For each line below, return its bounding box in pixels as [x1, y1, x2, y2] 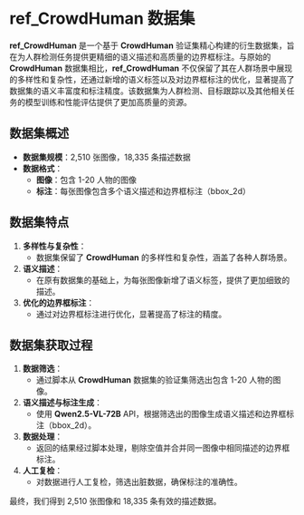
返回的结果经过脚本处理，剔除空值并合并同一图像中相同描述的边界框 [35, 442, 290, 453]
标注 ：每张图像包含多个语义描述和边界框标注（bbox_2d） [35, 185, 251, 196]
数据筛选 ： [22, 364, 63, 374]
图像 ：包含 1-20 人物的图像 [35, 174, 138, 185]
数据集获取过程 [9, 337, 93, 353]
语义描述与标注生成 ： [22, 397, 102, 408]
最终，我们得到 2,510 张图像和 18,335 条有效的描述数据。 [9, 496, 222, 507]
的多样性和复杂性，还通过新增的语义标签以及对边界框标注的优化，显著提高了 [9, 73, 295, 84]
